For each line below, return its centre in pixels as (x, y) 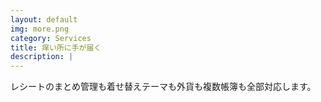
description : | (42, 57)
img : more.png (40, 29)
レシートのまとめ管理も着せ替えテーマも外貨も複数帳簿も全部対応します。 (163, 87)
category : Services (51, 38)
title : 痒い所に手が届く (56, 47)
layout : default (44, 19)
